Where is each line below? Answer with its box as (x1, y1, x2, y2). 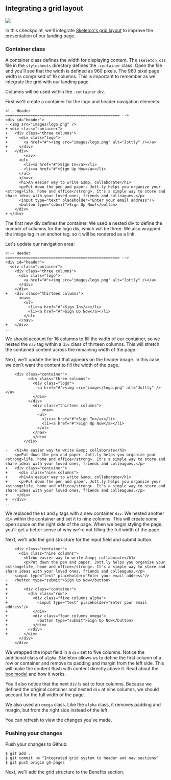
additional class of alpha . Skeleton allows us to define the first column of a (5, 655, 162, 661)
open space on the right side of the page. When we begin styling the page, (5, 521, 163, 528)
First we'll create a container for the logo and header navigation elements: (5, 99, 161, 105)
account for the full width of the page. (5, 692, 85, 698)
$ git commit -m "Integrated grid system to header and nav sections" (5, 755, 159, 761)
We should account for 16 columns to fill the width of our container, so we (5, 336, 160, 342)
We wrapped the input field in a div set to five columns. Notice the (5, 649, 145, 655)
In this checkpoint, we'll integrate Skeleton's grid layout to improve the (5, 27, 153, 33)
